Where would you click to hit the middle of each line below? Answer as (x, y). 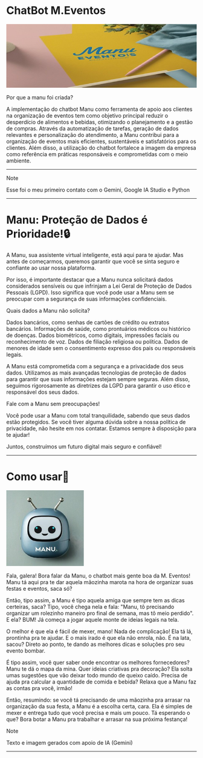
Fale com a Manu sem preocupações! (53, 404)
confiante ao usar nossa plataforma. (51, 268)
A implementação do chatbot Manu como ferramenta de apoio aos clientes (99, 109)
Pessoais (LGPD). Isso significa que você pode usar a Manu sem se (90, 292)
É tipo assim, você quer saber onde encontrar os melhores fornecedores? (98, 662)
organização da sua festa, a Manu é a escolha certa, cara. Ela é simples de (99, 706)
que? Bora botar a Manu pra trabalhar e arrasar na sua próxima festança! (97, 719)
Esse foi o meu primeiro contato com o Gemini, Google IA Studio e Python (98, 190)
